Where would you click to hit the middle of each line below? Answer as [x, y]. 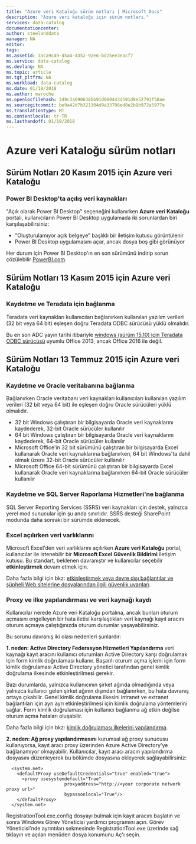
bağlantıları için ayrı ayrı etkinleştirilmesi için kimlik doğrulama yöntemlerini [97, 703]
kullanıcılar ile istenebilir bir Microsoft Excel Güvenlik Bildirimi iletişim [91, 554]
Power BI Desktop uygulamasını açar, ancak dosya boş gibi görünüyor [99, 242]
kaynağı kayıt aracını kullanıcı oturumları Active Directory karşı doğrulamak [97, 654]
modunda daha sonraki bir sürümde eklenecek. [63, 520]
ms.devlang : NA [25, 66]
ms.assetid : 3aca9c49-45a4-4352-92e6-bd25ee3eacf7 [70, 56]
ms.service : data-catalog [38, 61]
